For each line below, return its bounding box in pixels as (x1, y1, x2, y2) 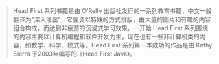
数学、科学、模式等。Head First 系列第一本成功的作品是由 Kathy (31, 41, 213, 49)
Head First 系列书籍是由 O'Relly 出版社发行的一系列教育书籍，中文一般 (12, 7, 212, 14)
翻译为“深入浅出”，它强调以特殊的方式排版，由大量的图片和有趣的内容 (12, 15, 211, 23)
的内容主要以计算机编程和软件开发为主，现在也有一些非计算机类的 (12, 32, 200, 41)
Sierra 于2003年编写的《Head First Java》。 (12, 50, 137, 58)
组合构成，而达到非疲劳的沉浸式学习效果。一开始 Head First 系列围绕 (12, 24, 209, 32)
